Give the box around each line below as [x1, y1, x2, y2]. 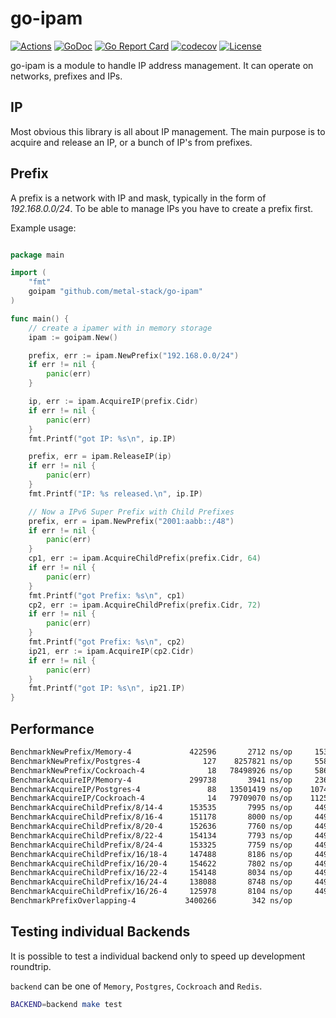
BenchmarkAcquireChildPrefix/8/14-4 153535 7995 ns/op [10, 803, 293, 813]
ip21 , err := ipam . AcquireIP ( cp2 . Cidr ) [28, 646, 195, 656]
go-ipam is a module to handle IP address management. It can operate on [10, 59, 314, 71]
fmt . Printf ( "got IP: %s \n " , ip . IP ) [28, 433, 177, 444]
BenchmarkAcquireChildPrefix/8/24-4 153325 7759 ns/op [10, 840, 293, 850]
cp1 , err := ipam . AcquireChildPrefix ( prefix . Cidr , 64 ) [28, 553, 262, 564]
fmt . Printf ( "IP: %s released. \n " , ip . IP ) [28, 488, 203, 499]
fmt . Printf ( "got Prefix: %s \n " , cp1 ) [28, 590, 186, 601]
